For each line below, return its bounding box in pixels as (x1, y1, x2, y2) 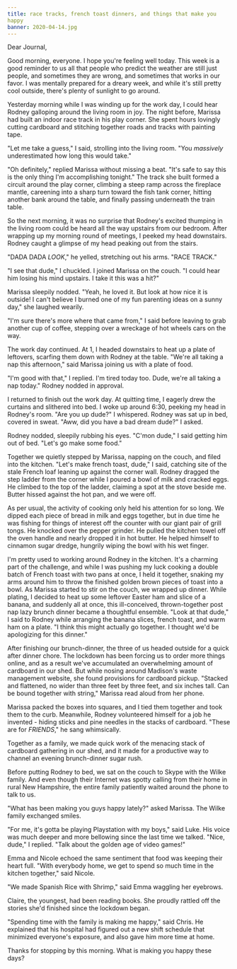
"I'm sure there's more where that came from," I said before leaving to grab (7, 316, 226, 325)
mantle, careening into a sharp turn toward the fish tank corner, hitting (7, 188, 212, 197)
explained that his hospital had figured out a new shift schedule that (7, 925, 205, 934)
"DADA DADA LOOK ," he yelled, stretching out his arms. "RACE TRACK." (7, 253, 217, 262)
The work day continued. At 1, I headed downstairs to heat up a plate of (7, 345, 216, 354)
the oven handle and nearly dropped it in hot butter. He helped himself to (7, 534, 219, 542)
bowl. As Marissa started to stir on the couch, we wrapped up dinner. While (7, 585, 227, 594)
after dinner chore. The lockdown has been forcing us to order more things (7, 651, 226, 660)
